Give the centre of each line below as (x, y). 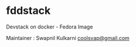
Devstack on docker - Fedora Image (50, 27)
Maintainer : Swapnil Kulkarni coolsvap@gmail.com (68, 38)
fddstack (28, 11)
